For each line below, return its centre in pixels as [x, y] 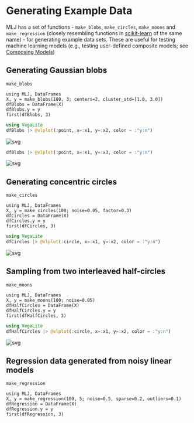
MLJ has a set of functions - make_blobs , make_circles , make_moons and [91, 27]
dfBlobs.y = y [23, 110]
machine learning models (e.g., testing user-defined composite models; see [97, 46]
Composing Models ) [31, 52]
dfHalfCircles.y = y [31, 311]
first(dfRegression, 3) [35, 414]
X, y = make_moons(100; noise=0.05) [51, 300]
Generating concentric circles [62, 182]
